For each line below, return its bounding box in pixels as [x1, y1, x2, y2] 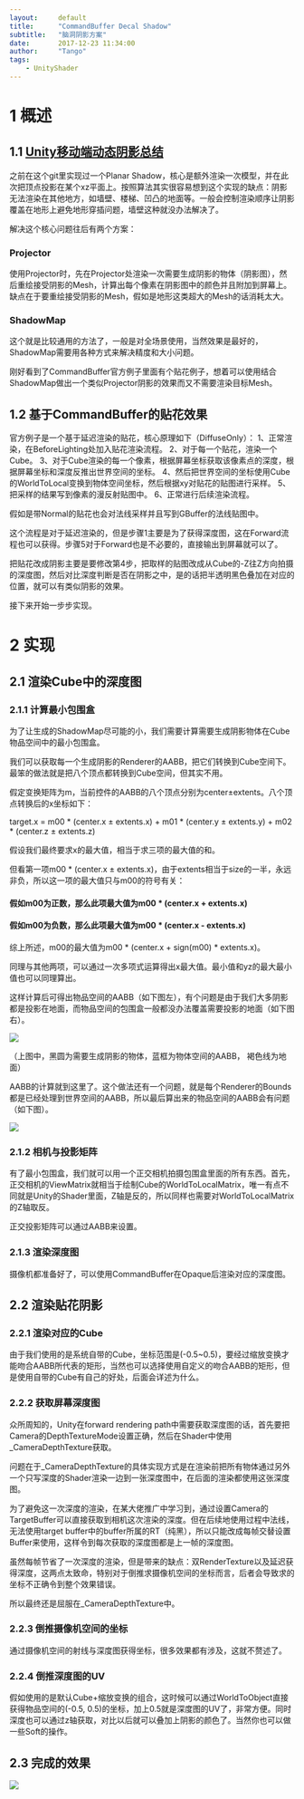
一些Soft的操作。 [9, 1727, 72, 1737]
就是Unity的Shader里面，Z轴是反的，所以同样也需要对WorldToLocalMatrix [16, 1190, 295, 1201]
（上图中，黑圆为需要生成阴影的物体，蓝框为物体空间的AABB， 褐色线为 [9, 1050, 279, 1061]
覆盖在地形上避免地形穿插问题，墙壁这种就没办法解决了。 [9, 204, 223, 215]
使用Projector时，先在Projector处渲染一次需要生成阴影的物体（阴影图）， [9, 268, 280, 279]
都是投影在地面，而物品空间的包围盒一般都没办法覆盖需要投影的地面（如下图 [9, 1003, 295, 1014]
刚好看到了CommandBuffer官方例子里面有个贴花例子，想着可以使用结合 [9, 366, 278, 377]
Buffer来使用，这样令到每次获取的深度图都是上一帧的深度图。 [9, 1536, 239, 1547]
